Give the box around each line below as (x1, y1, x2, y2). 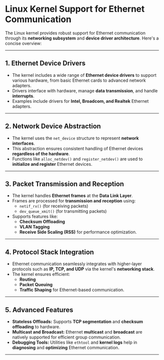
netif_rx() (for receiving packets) (19, 203, 89, 209)
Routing (19, 276, 36, 282)
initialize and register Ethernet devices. (12, 161, 93, 167)
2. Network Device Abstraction (5, 122, 101, 131)
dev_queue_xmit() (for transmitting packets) (19, 208, 107, 214)
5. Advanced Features (5, 306, 74, 314)
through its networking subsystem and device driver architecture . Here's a (5, 35, 159, 41)
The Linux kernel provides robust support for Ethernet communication (5, 30, 145, 36)
